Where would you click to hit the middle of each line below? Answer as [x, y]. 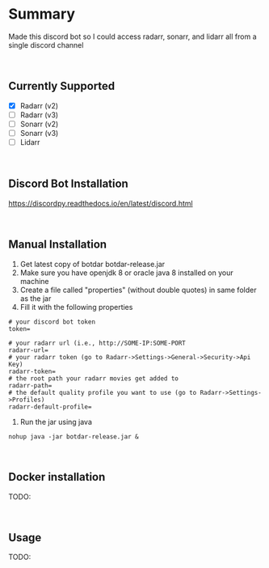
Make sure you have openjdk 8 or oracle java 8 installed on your [127, 273]
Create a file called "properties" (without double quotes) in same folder [138, 290]
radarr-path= [30, 385]
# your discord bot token [52, 322]
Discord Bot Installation [69, 184]
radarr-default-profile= [50, 407]
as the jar [36, 298]
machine [35, 281]
